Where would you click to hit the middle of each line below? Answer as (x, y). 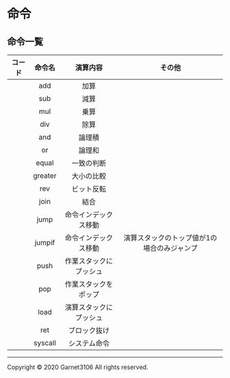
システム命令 (89, 343)
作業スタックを (89, 284)
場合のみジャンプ (170, 248)
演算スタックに (89, 307)
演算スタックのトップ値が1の (170, 238)
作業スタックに (89, 261)
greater (45, 176)
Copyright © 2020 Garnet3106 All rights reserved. (78, 367)
